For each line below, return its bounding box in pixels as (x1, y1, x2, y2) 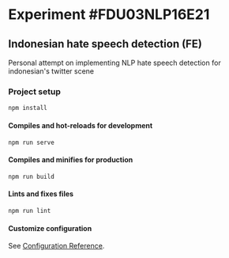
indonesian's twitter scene (8, 66, 95, 76)
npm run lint (8, 207, 51, 214)
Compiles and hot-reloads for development (8, 120, 153, 130)
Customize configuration (8, 223, 92, 233)
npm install (8, 104, 47, 112)
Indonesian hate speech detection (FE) (8, 37, 203, 51)
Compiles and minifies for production (8, 155, 133, 165)
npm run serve (8, 138, 55, 146)
